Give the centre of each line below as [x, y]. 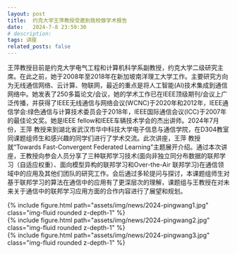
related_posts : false [39, 47]
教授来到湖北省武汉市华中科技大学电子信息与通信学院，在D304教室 [131, 129]
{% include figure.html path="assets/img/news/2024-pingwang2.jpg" [109, 220]
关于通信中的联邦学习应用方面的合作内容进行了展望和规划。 [100, 191]
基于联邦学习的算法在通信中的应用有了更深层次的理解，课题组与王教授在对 [115, 182]
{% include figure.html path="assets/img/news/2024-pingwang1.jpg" [108, 205]
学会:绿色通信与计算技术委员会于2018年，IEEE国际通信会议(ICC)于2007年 [120, 111]
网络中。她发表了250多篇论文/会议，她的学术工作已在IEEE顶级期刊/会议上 [114, 94]
